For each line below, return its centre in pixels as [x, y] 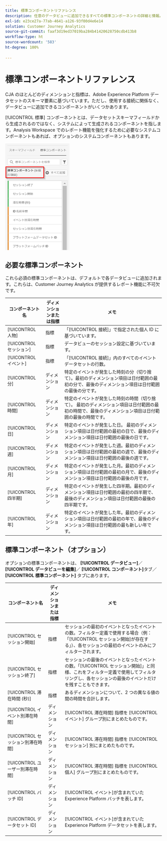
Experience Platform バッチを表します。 [105, 799]
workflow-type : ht [24, 37]
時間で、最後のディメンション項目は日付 [114, 411]
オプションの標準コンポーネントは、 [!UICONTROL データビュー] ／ [74, 563]
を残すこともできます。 [88, 684]
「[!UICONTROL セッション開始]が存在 [104, 639]
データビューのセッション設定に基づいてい [108, 344]
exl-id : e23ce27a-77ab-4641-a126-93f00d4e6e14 [54, 21]
